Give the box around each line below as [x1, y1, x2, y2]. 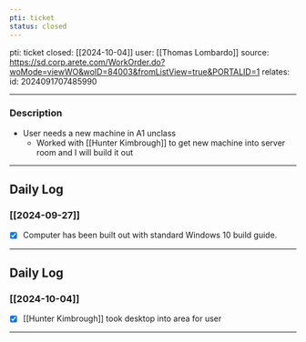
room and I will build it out [36, 146, 134, 157]
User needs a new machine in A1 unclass [22, 127, 177, 138]
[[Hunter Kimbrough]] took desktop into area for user [22, 313, 222, 324]
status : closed [9, 22, 67, 31]
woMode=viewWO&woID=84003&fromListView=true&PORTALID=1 [9, 65, 260, 77]
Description [9, 106, 63, 119]
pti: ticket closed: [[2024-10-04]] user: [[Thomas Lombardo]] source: [9, 46, 270, 57]
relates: [261, 65, 290, 77]
